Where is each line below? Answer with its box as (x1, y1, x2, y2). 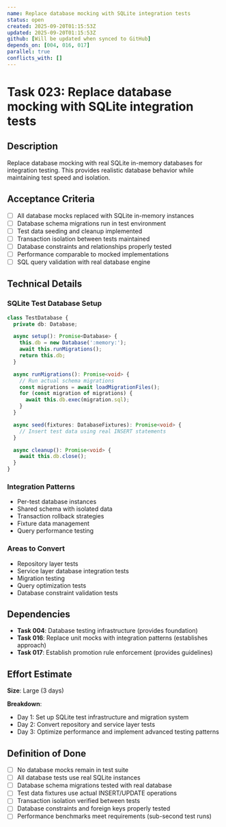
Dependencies (7, 608, 70, 621)
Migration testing (16, 574, 65, 582)
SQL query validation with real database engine (16, 258, 151, 266)
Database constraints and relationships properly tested (16, 242, 172, 250)
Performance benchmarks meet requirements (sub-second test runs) (16, 812, 212, 820)
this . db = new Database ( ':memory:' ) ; (19, 339, 127, 346)
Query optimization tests (16, 581, 87, 590)
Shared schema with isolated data (16, 505, 113, 513)
